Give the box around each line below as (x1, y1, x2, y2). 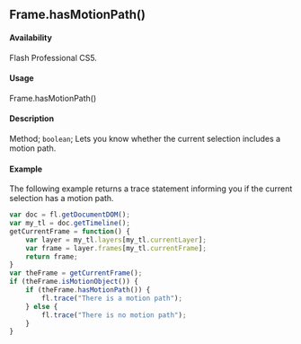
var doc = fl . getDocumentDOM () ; (9, 210, 130, 219)
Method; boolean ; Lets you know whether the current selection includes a (9, 134, 281, 144)
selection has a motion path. (9, 193, 114, 204)
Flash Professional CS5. (9, 52, 97, 63)
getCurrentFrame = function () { (9, 226, 130, 236)
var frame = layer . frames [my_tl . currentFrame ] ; (25, 243, 207, 252)
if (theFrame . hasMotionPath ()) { (25, 286, 151, 295)
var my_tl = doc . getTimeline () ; (9, 219, 130, 228)
